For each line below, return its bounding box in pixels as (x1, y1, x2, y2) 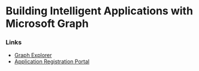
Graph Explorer (14, 52, 52, 59)
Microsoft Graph (5, 17, 89, 30)
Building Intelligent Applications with (5, 4, 193, 18)
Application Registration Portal (14, 58, 90, 65)
